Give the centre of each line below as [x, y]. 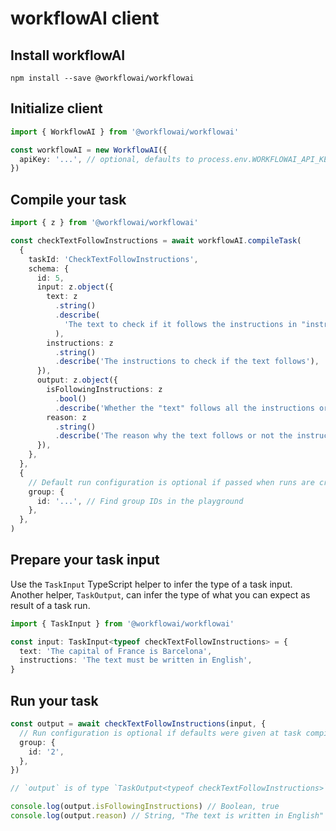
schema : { [49, 268]
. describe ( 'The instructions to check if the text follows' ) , [187, 362]
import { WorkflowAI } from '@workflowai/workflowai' [125, 132]
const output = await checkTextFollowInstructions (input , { [138, 724]
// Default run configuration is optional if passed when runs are [171, 482]
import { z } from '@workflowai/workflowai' [104, 223]
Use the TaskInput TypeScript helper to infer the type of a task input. [151, 584]
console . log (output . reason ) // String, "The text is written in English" [167, 816]
